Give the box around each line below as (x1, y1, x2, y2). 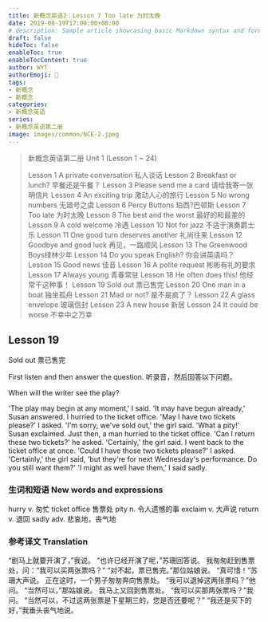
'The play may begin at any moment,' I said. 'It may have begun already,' (8, 404, 246, 413)
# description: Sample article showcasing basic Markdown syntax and (8, 26, 245, 34)
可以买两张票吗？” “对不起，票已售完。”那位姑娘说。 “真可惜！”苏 (46, 565, 258, 575)
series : (8, 116, 34, 124)
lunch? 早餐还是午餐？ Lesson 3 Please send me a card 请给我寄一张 (27, 180, 254, 190)
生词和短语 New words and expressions (8, 484, 164, 495)
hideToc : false (8, 41, 59, 49)
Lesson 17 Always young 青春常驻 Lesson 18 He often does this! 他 (27, 270, 247, 279)
